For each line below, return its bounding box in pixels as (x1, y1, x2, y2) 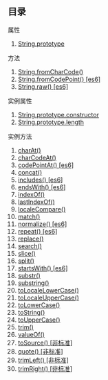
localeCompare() (17, 205, 66, 213)
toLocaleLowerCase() (17, 286, 80, 294)
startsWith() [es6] (17, 264, 68, 272)
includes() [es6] (17, 175, 63, 184)
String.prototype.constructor (17, 110, 99, 119)
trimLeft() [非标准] (17, 356, 69, 364)
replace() (17, 234, 44, 243)
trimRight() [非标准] (17, 364, 73, 372)
